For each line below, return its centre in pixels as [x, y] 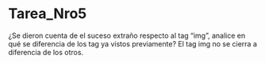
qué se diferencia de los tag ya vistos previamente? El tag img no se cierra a [133, 43]
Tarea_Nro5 [48, 14]
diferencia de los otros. [46, 52]
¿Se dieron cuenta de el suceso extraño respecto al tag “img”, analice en [127, 35]
